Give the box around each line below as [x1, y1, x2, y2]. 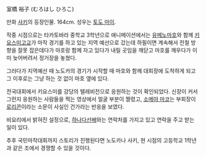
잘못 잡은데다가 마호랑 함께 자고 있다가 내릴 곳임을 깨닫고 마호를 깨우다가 [17, 46, 191, 54]
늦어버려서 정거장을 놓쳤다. [12, 54, 77, 61]
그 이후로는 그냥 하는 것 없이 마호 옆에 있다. [6, 75, 109, 82]
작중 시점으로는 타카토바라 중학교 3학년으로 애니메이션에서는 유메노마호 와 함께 [6, 31, 194, 38]
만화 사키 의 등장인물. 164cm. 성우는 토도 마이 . [6, 18, 116, 26]
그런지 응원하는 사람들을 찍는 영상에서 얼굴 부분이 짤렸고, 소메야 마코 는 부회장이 [6, 95, 196, 103]
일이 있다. [6, 124, 29, 131]
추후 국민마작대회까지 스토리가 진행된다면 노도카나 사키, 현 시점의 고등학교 [6, 137, 183, 144]
